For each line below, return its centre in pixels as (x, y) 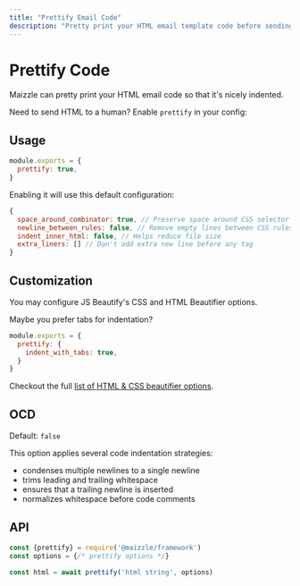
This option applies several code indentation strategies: (111, 454)
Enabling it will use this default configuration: (92, 194)
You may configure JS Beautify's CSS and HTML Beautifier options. (133, 301)
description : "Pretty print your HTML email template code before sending (151, 26)
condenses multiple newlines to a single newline (111, 471)
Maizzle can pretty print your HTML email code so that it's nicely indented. (146, 95)
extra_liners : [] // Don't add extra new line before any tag (135, 244)
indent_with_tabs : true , (71, 352)
